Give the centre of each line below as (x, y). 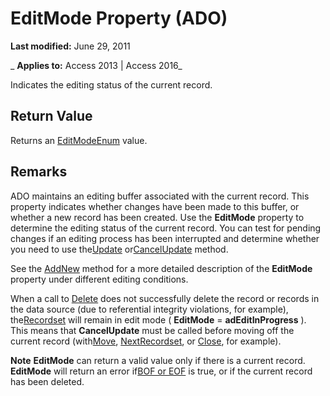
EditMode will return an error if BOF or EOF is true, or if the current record (161, 371)
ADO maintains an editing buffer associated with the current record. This (160, 196)
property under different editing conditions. (99, 279)
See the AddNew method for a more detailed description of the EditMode (161, 268)
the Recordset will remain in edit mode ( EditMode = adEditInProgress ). (158, 319)
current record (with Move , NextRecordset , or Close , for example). (146, 341)
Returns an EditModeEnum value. (79, 140)
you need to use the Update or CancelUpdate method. (119, 249)
